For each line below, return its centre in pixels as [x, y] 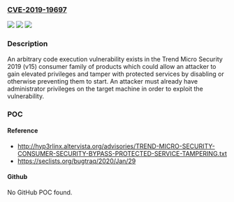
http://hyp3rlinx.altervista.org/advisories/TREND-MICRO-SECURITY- [116, 146]
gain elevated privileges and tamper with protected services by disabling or [116, 74]
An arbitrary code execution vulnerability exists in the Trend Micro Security [115, 59]
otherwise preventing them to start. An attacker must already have [102, 81]
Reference [23, 131]
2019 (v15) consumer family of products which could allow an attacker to [112, 66]
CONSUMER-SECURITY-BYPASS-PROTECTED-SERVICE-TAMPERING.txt [122, 153]
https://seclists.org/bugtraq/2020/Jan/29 [76, 161]
